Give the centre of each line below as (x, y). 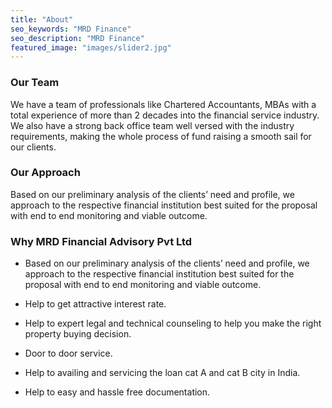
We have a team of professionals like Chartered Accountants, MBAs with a (163, 104)
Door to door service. (68, 353)
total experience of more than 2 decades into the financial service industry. (165, 115)
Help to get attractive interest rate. (95, 304)
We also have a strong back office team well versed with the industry (152, 125)
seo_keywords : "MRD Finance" (71, 29)
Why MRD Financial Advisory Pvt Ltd (101, 241)
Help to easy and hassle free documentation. (117, 392)
